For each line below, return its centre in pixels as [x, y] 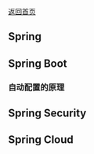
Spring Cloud [41, 140]
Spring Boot [38, 63]
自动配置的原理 [36, 87]
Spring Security [47, 114]
